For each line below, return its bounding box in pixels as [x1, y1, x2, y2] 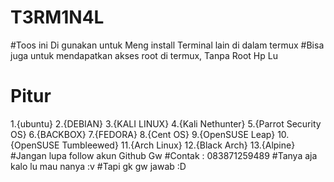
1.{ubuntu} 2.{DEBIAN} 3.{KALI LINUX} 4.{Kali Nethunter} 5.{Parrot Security [10, 117, 322, 130]
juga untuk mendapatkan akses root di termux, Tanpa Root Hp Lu [10, 49, 278, 61]
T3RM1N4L [10, 6, 105, 29]
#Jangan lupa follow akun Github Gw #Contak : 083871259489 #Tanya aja [10, 149, 318, 161]
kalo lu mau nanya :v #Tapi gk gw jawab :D [10, 160, 187, 172]
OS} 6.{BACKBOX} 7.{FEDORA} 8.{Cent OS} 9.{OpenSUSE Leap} [10, 128, 276, 140]
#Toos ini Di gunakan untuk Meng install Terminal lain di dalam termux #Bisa [10, 39, 325, 51]
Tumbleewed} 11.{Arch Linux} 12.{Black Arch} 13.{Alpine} [61, 139, 296, 151]
